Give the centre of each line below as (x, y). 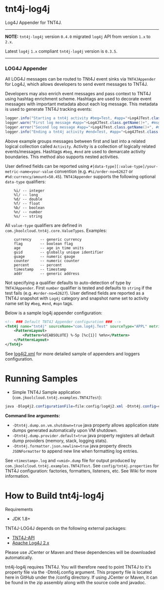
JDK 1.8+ (21, 519)
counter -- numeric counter (47, 261)
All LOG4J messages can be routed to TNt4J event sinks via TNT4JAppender (81, 79)
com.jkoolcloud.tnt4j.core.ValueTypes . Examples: (56, 230)
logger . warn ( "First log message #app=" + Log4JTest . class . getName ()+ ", (77, 123)
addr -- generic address (47, 274)
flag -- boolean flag (43, 244)
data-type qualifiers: (26, 182)
